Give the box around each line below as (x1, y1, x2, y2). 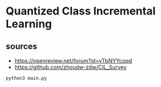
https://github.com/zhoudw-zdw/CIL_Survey (14, 63, 127, 71)
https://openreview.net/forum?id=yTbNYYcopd (14, 57, 132, 64)
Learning (5, 17, 52, 31)
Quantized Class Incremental (5, 4, 156, 18)
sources (5, 41, 38, 51)
